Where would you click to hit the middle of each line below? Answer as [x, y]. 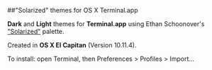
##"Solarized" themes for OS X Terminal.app [73, 10]
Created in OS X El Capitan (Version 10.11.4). [72, 45]
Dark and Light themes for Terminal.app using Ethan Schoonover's [106, 24]
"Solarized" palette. [36, 31]
